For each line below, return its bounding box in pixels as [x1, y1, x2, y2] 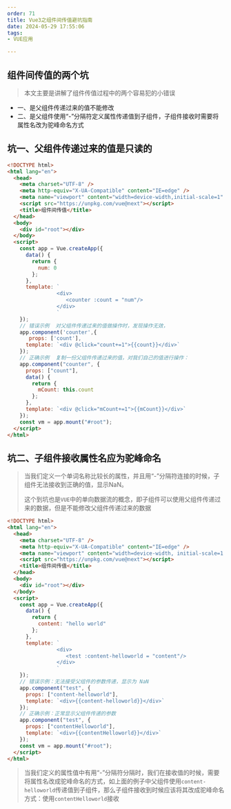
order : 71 [7, 10, 36, 17]
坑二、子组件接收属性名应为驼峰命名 [7, 452, 161, 464]
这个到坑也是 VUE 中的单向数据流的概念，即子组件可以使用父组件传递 [23, 495, 215, 504]
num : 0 [37, 264, 57, 272]
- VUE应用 [7, 36, 33, 43]
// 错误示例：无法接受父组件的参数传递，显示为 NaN [19, 678, 150, 685]
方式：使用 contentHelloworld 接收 [23, 794, 119, 803]
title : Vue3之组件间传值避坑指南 [7, 17, 93, 23]
